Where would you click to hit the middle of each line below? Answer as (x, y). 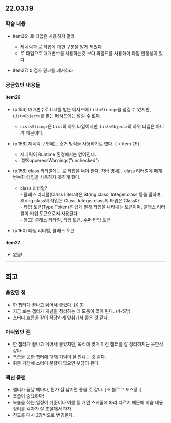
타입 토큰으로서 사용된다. (54, 213)
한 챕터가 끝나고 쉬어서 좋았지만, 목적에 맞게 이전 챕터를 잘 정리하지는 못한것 (88, 344)
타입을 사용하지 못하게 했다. (53, 177)
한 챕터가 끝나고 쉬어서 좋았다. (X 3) (48, 305)
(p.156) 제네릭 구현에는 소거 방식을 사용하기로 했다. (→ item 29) (76, 143)
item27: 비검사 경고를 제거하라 (43, 70)
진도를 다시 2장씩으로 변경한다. (43, 415)
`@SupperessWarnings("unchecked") (60, 160)
